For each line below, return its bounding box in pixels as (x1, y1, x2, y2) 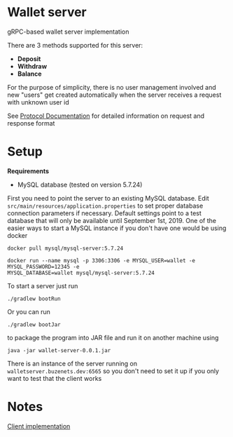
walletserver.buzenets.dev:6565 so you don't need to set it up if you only (7, 366, 219, 375)
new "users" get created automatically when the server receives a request (7, 90, 222, 99)
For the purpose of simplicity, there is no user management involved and (7, 83, 217, 91)
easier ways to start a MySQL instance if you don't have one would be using (7, 224, 227, 232)
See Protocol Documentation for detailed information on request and (7, 112, 205, 120)
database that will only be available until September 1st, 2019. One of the (7, 216, 217, 224)
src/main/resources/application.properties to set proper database (7, 201, 204, 210)
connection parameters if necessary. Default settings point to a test (7, 208, 202, 217)
